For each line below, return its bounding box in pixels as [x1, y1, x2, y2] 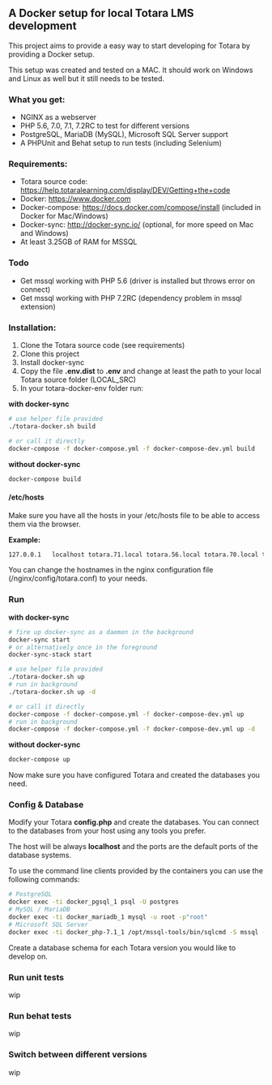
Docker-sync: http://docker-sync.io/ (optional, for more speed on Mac [19, 220, 254, 229]
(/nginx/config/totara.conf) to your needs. [8, 573, 148, 583]
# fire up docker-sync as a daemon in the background [8, 628, 194, 636]
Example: [8, 534, 41, 544]
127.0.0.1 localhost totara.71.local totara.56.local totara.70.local [8, 551, 259, 559]
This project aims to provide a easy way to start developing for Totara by [8, 41, 251, 50]
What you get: [8, 93, 66, 105]
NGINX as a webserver [19, 113, 97, 122]
